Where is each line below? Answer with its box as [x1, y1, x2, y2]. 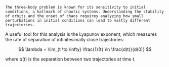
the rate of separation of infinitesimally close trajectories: [5, 37, 124, 42]
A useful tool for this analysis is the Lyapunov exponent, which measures [5, 31, 157, 37]
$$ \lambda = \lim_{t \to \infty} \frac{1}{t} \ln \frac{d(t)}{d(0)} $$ [18, 46, 152, 52]
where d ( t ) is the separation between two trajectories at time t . [5, 56, 136, 62]
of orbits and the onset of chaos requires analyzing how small [5, 14, 144, 19]
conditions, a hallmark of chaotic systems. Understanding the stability [5, 9, 164, 14]
